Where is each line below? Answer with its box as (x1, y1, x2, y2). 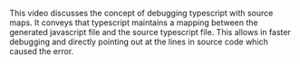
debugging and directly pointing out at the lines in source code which (9, 36, 269, 47)
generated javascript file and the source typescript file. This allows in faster (9, 27, 292, 37)
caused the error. (9, 46, 74, 57)
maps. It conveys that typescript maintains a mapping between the (9, 17, 258, 28)
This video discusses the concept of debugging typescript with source (9, 8, 274, 18)
